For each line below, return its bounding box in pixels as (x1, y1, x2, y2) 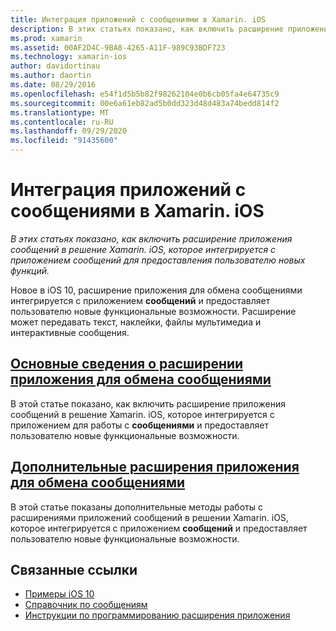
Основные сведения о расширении (10, 356, 244, 373)
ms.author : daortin (10, 71, 92, 81)
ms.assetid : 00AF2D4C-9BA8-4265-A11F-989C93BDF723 (10, 42, 226, 53)
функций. (10, 264, 50, 276)
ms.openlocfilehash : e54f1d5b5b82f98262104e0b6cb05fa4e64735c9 (10, 89, 280, 99)
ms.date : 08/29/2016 (10, 80, 97, 90)
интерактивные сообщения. (10, 326, 130, 338)
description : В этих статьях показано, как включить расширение (10, 24, 284, 34)
